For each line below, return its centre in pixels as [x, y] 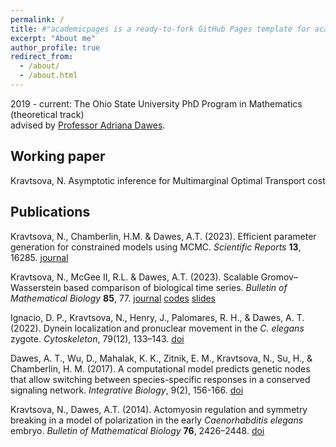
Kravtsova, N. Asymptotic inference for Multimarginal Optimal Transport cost [168, 180]
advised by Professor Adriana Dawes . [88, 125]
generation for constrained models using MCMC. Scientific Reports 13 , [156, 247]
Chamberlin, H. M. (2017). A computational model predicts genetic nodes [160, 368]
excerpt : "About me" [53, 38]
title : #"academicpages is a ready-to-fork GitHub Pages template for [160, 29]
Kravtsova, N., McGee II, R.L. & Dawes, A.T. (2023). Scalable [134, 277]
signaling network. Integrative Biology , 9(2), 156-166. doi [127, 390]
